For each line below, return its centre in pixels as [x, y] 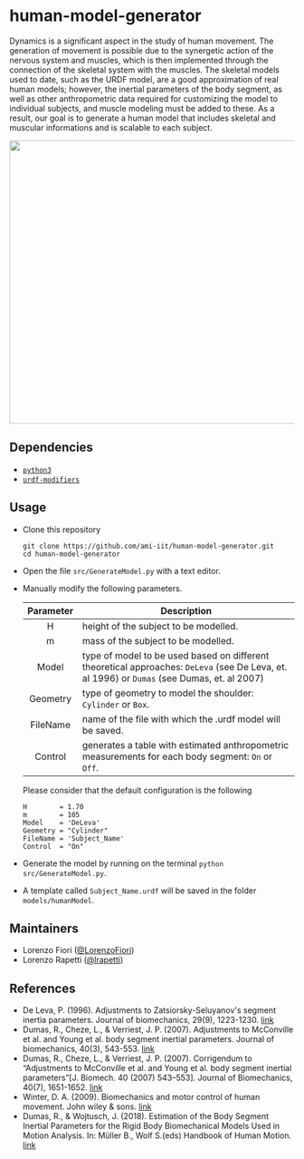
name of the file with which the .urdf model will [181, 719]
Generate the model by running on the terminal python [123, 863]
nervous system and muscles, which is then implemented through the [139, 60]
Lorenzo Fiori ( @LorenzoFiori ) [78, 950]
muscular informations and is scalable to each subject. [111, 127]
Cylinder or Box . [116, 704]
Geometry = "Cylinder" [65, 831]
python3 [37, 470]
